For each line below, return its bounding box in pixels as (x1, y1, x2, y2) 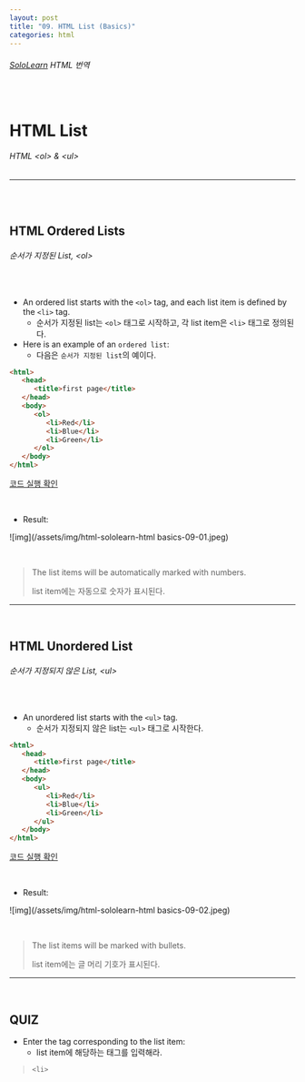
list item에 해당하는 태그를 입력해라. (35, 1047, 162, 1057)
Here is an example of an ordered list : (22, 339, 170, 349)
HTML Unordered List (9, 639, 133, 654)
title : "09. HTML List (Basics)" (9, 22, 136, 31)
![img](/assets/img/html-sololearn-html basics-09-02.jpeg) (9, 905, 231, 915)
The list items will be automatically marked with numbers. (31, 567, 247, 578)
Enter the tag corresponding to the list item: (22, 1036, 186, 1047)
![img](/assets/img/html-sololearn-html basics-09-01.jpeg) (9, 531, 229, 542)
